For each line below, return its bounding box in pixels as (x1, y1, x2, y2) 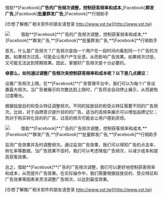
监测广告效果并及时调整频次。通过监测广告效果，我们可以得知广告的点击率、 (5, 142, 158, 148)
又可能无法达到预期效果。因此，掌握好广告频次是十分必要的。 (5, 60, 129, 66)
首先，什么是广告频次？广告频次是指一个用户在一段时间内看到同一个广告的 (5, 48, 154, 53)
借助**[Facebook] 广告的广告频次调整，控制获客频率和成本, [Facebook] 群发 (5, 5, 154, 10)
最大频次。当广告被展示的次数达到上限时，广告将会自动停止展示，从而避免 (9, 87, 158, 92)
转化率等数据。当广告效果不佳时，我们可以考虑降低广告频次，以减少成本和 (5, 148, 154, 153)
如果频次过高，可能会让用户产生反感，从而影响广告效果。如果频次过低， (13, 54, 158, 60)
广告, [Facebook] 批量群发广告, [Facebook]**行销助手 (5, 11, 109, 16)
